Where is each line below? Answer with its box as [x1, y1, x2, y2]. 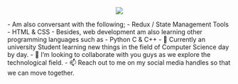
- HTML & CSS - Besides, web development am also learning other [7, 28, 202, 36]
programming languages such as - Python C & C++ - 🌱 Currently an [7, 36, 206, 43]
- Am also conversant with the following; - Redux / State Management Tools [7, 20, 229, 28]
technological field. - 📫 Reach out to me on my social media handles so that [7, 58, 231, 67]
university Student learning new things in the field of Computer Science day [7, 43, 229, 51]
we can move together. [7, 68, 75, 77]
